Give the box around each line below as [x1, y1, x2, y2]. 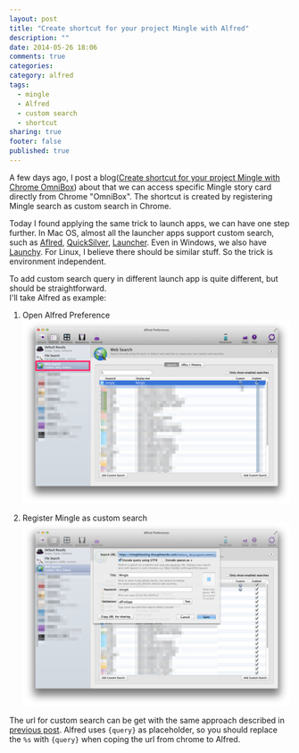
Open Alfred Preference [21, 309, 111, 320]
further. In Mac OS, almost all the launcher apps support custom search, [9, 227, 275, 238]
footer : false [9, 137, 62, 147]
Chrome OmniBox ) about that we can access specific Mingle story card [9, 182, 272, 192]
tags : [9, 80, 29, 89]
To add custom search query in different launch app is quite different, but [9, 273, 278, 283]
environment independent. [9, 256, 107, 267]
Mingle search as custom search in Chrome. [9, 200, 171, 211]
